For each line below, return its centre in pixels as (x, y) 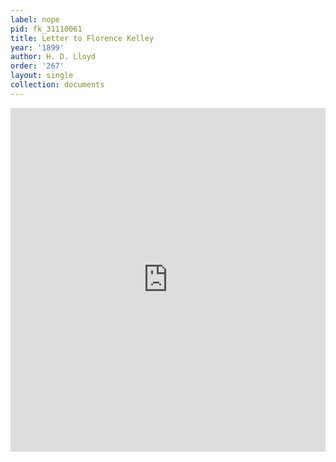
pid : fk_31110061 (46, 29)
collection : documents (57, 85)
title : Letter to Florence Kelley (82, 38)
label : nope (35, 19)
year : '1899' (37, 47)
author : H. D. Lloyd (53, 57)
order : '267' (37, 66)
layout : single (42, 76)
